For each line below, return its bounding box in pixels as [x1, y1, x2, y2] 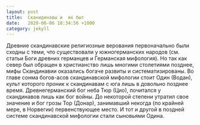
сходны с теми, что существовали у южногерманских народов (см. [6, 49, 180, 56]
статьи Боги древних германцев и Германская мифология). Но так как [6, 55, 187, 62]
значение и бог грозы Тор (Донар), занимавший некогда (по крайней [6, 100, 184, 107]
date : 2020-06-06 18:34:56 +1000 [6, 20, 95, 26]
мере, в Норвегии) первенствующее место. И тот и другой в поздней [6, 106, 184, 113]
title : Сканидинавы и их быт [6, 14, 84, 20]
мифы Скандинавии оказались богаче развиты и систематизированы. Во [6, 67, 194, 75]
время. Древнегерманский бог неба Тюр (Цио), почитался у [6, 87, 161, 94]
